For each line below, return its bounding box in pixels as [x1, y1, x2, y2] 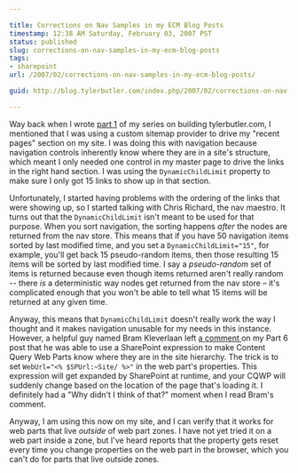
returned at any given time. [9, 296, 108, 307]
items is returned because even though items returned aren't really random [9, 268, 284, 278]
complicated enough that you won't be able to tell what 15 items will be [9, 286, 268, 298]
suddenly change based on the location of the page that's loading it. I [9, 380, 263, 390]
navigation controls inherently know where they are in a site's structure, [9, 147, 271, 157]
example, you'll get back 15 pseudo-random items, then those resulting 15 [9, 249, 279, 260]
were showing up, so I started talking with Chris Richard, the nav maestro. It [9, 202, 286, 212]
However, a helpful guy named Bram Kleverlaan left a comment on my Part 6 [9, 333, 288, 343]
